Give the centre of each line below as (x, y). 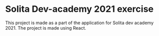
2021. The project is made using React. (46, 28)
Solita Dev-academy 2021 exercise (79, 9)
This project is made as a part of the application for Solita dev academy (79, 23)
